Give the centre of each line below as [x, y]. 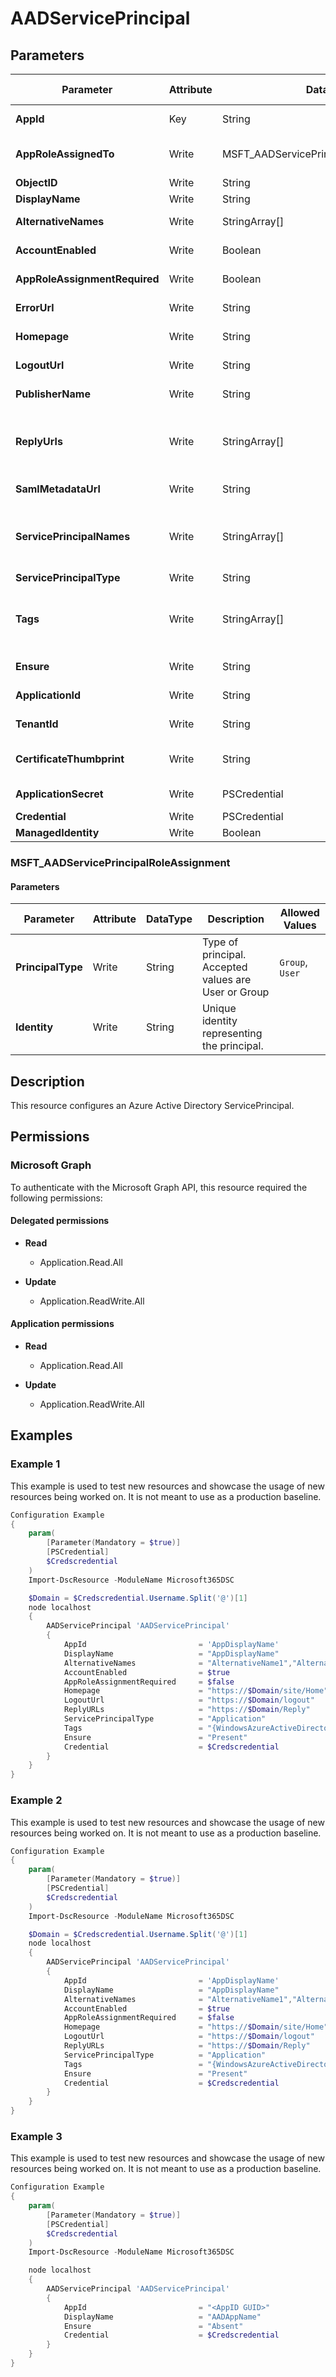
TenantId [37, 724]
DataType [169, 919]
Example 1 [35, 1464]
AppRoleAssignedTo [65, 154]
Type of [220, 942]
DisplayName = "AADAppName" [162, 2317]
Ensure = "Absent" [153, 2326]
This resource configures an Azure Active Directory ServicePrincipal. [152, 1105]
